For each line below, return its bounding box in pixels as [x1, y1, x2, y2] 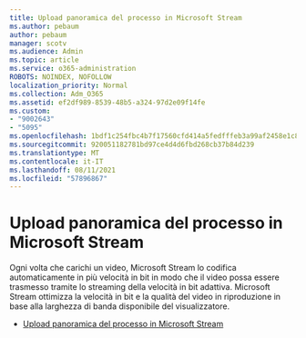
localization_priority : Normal [9, 81, 128, 90]
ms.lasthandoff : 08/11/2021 [9, 165, 117, 174]
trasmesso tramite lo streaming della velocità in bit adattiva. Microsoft [9, 282, 270, 293]
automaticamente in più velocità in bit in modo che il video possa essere [9, 272, 280, 283]
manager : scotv [9, 38, 67, 48]
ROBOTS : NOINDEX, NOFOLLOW [9, 73, 112, 82]
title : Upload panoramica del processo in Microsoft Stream [9, 13, 243, 23]
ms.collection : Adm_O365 [9, 89, 104, 98]
